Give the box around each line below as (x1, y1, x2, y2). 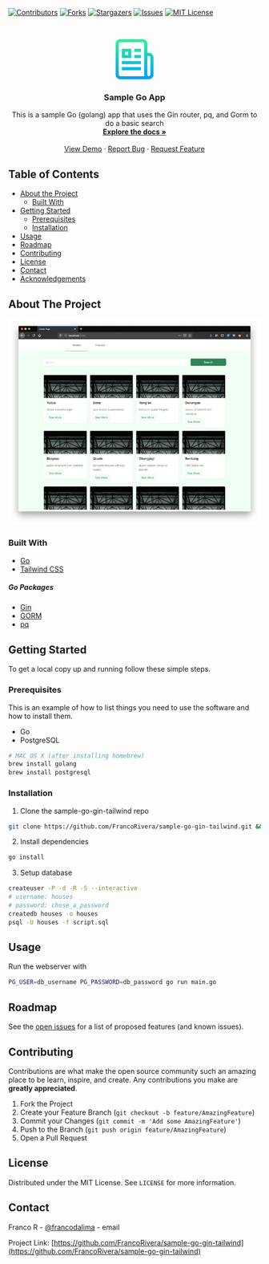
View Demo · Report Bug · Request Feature (63, 144, 206, 154)
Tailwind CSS (19, 564, 64, 574)
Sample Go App (103, 91, 166, 103)
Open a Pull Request (19, 1132, 88, 1143)
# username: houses (8, 893, 74, 901)
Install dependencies (19, 837, 90, 847)
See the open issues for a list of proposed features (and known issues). (8, 1022, 244, 1031)
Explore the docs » (102, 127, 167, 136)
